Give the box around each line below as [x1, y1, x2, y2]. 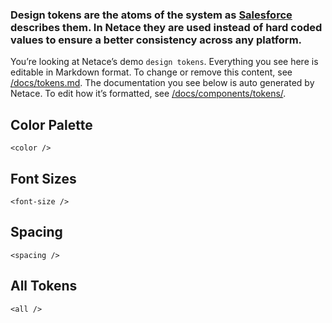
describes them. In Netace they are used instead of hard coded [10, 20, 323, 34]
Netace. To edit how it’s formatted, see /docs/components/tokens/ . [10, 88, 287, 100]
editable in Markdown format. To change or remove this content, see [10, 66, 293, 78]
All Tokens [10, 278, 78, 295]
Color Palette [10, 116, 93, 133]
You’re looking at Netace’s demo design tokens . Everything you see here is [10, 56, 319, 68]
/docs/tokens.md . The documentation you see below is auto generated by [10, 77, 315, 89]
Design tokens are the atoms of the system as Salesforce [10, 8, 293, 22]
